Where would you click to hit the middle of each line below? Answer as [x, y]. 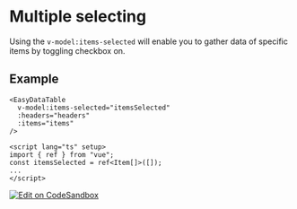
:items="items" [46, 123]
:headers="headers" [54, 115]
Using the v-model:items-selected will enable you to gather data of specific [149, 41]
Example [34, 79]
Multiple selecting [78, 17]
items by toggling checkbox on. [67, 50]
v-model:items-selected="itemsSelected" [94, 108]
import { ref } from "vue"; [62, 154]
